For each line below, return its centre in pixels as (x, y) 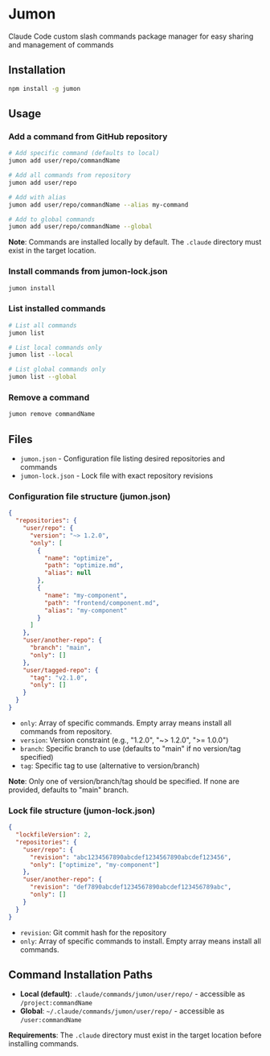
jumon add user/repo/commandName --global (80, 227)
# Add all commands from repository (70, 175)
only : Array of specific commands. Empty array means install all (125, 723)
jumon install (32, 288)
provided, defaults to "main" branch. (69, 790)
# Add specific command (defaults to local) (84, 154)
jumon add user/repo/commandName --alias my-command (98, 205)
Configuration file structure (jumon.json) (90, 496)
